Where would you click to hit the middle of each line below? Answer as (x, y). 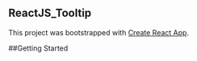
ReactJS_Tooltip (50, 13)
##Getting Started (38, 48)
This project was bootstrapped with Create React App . (99, 32)
